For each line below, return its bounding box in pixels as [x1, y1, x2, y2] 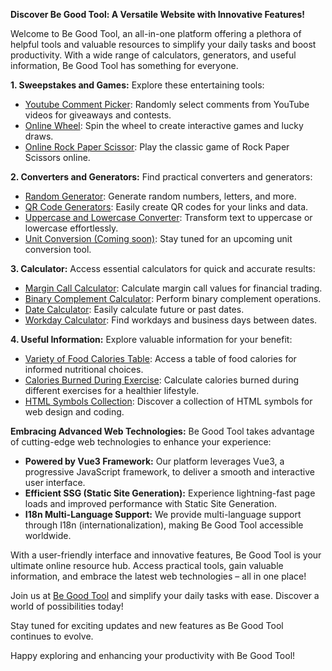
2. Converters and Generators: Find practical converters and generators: [10, 171, 313, 183]
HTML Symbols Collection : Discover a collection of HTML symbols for [24, 395, 313, 407]
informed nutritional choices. [24, 364, 144, 375]
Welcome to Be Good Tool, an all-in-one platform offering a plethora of [10, 28, 302, 39]
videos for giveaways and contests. [24, 109, 172, 121]
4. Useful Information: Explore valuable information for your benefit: [10, 334, 293, 345]
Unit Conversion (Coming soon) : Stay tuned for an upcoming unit [24, 233, 293, 244]
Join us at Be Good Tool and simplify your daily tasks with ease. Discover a [10, 590, 320, 601]
